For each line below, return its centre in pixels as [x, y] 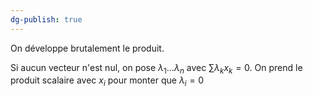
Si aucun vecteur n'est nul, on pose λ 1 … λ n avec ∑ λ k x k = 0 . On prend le [156, 68]
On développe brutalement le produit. [87, 48]
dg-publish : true [46, 19]
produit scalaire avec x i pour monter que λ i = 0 [107, 81]
